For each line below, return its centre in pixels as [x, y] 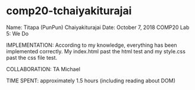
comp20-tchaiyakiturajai [69, 11]
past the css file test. [32, 57]
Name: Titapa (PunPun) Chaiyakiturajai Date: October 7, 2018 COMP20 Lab [98, 27]
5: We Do [17, 33]
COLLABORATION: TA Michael [43, 69]
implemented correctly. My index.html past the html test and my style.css [96, 51]
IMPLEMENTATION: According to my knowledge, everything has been [92, 45]
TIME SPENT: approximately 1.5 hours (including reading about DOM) [91, 81]
